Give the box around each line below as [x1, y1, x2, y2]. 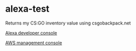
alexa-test [5, 3, 50, 15]
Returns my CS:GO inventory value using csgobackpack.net [5, 20, 131, 26]
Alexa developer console [5, 30, 58, 36]
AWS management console [5, 39, 62, 46]
